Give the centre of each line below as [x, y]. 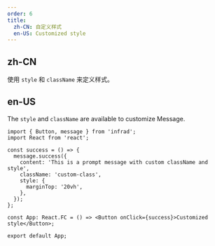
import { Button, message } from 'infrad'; [72, 131]
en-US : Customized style [50, 33]
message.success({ [41, 156]
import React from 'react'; [48, 137]
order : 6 [20, 14]
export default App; [37, 235]
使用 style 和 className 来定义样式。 [60, 80]
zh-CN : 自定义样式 [37, 27]
